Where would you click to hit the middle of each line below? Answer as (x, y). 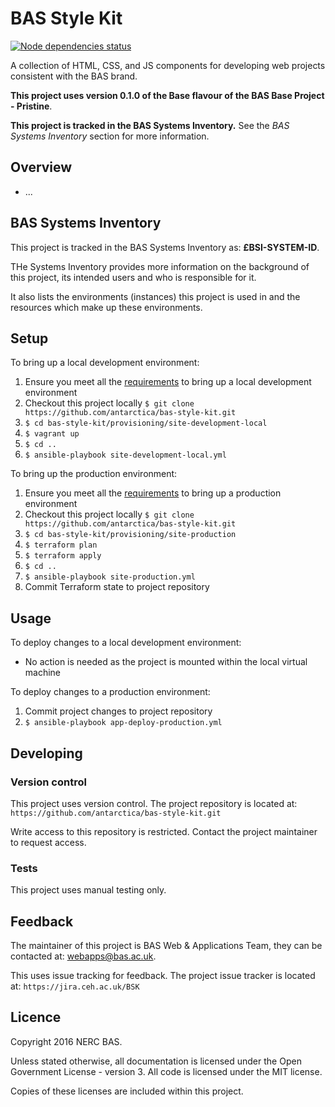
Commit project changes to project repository (118, 711)
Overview (41, 167)
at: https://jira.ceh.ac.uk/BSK (75, 986)
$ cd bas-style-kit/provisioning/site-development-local (146, 423)
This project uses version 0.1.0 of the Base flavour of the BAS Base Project (167, 95)
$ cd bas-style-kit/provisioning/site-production (130, 535)
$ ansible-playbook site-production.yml (110, 577)
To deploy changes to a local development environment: (126, 643)
